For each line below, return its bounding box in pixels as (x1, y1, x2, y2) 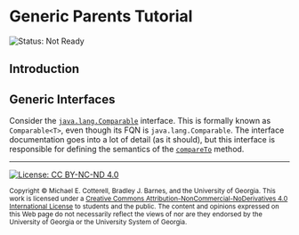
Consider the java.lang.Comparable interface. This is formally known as (9, 116, 271, 126)
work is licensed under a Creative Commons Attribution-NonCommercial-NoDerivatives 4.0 (9, 194, 288, 204)
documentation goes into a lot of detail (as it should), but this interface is (9, 134, 276, 145)
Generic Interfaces (9, 92, 116, 107)
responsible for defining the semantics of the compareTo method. (9, 144, 245, 155)
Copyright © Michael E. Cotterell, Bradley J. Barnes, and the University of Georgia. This (9, 187, 276, 196)
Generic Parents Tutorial (9, 6, 193, 27)
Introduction (9, 61, 80, 77)
